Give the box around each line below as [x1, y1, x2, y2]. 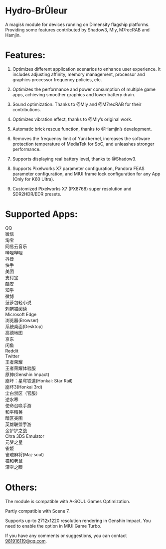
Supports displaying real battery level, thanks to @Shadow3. [12, 156, 137, 162]
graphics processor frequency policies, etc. [12, 76, 102, 82]
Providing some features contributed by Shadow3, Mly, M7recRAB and [5, 26, 150, 32]
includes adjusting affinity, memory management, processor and [12, 71, 146, 77]
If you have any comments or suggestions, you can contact [5, 533, 127, 539]
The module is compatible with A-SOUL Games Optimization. [5, 498, 131, 504]
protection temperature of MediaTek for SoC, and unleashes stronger [12, 141, 155, 147]
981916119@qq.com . [5, 538, 47, 544]
